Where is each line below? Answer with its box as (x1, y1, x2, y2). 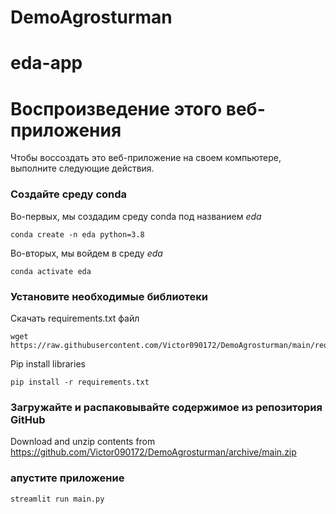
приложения (10, 119, 122, 141)
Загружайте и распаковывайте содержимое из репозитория (10, 400, 323, 414)
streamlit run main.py (10, 494, 105, 504)
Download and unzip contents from (10, 436, 156, 448)
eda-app (10, 52, 83, 75)
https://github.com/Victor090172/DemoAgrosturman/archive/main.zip (10, 446, 297, 458)
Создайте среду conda (10, 187, 128, 201)
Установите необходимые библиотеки (10, 289, 209, 303)
